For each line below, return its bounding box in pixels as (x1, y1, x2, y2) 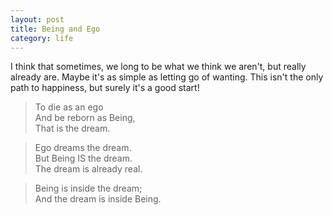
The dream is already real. (34, 163, 143, 175)
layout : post (10, 14, 65, 25)
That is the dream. (34, 122, 111, 135)
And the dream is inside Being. (34, 193, 162, 205)
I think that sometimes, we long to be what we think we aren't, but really (10, 61, 307, 73)
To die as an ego (34, 101, 104, 113)
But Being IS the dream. (34, 152, 133, 165)
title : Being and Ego (10, 24, 101, 34)
